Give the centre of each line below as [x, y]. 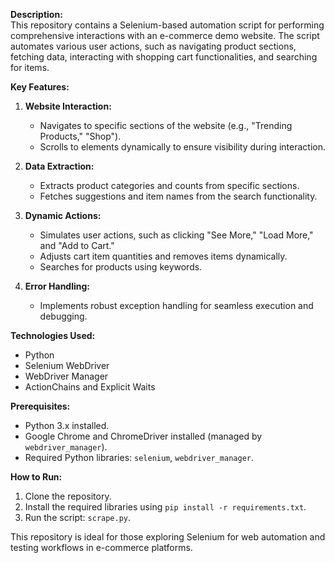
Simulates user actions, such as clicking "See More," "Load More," [176, 235]
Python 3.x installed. [67, 425]
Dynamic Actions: [63, 215]
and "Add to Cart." [77, 245]
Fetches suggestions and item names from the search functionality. [178, 196]
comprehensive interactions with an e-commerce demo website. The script [165, 35]
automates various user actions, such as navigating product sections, [153, 46]
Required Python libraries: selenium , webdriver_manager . [139, 457]
